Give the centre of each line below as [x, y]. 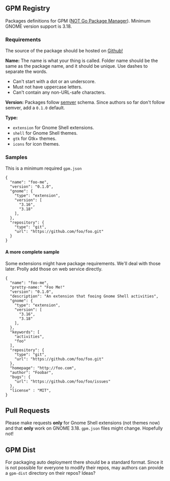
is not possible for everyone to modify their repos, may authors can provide [85, 468]
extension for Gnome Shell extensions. [53, 128]
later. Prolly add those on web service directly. [54, 269]
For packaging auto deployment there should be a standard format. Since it [84, 462]
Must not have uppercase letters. [47, 87]
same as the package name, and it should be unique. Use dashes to [77, 66]
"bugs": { [20, 377]
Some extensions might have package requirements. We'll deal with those [83, 263]
